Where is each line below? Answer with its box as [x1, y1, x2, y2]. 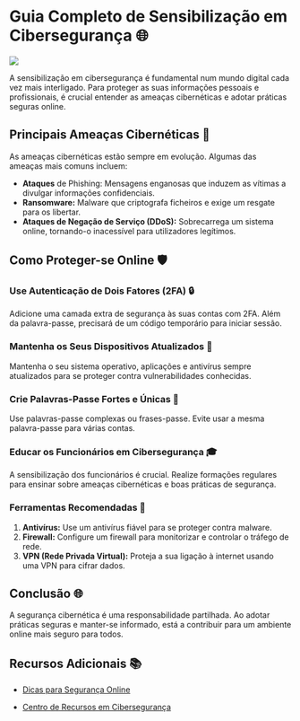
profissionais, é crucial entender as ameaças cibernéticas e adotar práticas [9, 92, 287, 102]
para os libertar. [21, 207, 81, 217]
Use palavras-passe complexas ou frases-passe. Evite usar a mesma [9, 413, 265, 424]
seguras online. [9, 101, 66, 111]
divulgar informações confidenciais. [21, 187, 155, 198]
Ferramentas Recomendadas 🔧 [9, 501, 146, 514]
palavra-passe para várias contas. [9, 423, 136, 434]
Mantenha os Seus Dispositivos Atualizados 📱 [9, 340, 213, 353]
